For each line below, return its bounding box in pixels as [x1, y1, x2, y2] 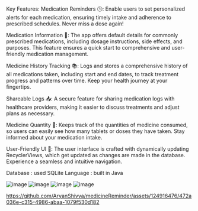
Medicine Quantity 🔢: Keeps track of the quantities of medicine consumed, [6, 121, 188, 128]
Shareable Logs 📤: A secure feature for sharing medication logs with [6, 95, 175, 102]
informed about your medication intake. [6, 134, 103, 141]
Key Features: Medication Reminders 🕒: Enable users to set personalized [6, 5, 186, 12]
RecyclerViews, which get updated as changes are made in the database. [6, 152, 186, 158]
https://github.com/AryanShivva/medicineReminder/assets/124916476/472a [6, 192, 192, 199]
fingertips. [6, 83, 31, 90]
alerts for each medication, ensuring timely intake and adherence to [6, 14, 172, 21]
